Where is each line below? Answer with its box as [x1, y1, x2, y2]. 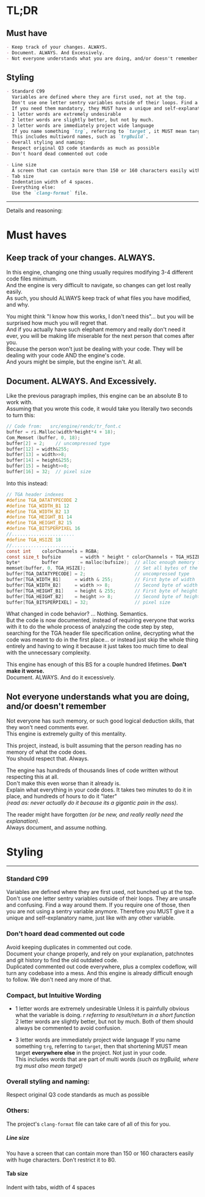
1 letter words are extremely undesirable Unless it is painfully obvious [15, 1005, 190, 1012]
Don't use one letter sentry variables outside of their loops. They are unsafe [6, 895, 196, 902]
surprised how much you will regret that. [6, 320, 108, 327]
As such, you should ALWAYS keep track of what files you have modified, [6, 295, 191, 302]
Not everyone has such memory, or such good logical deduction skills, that [6, 717, 195, 724]
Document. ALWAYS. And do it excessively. [6, 674, 115, 681]
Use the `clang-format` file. [12, 190, 88, 196]
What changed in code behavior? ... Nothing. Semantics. [6, 610, 148, 618]
